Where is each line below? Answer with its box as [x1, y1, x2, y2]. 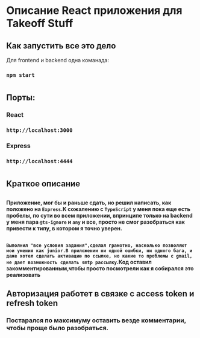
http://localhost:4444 [6, 158, 73, 164]
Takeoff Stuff [6, 16, 73, 30]
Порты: [6, 93, 36, 103]
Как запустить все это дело [6, 41, 116, 51]
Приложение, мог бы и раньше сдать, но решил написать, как [6, 199, 172, 206]
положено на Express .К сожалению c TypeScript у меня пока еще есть [6, 206, 191, 213]
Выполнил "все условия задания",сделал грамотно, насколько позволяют [6, 242, 187, 249]
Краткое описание [6, 178, 80, 189]
